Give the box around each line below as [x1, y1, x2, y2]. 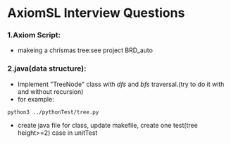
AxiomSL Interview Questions [7, 5, 185, 21]
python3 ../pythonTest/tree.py [7, 108, 99, 116]
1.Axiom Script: [7, 30, 61, 40]
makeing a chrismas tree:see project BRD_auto [17, 46, 154, 54]
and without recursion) [17, 87, 84, 96]
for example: [17, 95, 54, 103]
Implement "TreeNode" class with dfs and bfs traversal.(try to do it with [17, 80, 225, 88]
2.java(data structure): [7, 64, 87, 73]
